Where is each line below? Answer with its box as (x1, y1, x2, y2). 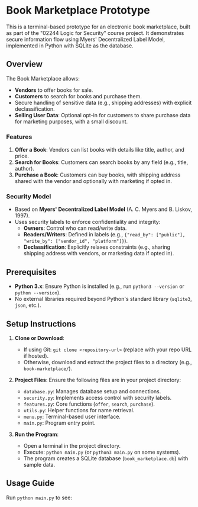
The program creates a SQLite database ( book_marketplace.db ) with (23, 454, 189, 462)
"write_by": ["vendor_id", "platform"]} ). (23, 238, 128, 245)
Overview (6, 59, 43, 69)
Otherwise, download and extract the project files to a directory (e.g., (23, 358, 192, 365)
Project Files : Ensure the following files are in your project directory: (14, 376, 181, 383)
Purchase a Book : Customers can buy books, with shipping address (14, 171, 181, 178)
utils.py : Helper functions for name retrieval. (23, 406, 135, 413)
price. (14, 152, 30, 160)
